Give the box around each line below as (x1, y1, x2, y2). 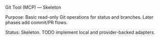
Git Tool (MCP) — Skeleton (5, 5, 61, 10)
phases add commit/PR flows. (5, 20, 68, 25)
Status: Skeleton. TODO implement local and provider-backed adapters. (5, 29, 155, 35)
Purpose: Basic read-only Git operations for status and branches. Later (5, 14, 154, 20)
